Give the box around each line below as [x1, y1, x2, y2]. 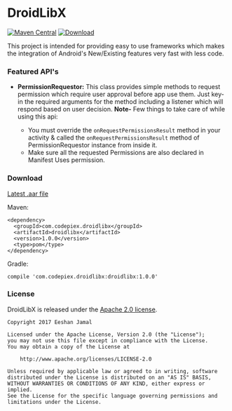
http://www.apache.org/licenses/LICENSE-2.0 [20, 356, 152, 363]
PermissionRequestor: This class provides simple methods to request [17, 83, 221, 91]
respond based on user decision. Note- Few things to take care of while [17, 105, 226, 114]
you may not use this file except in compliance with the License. [7, 337, 209, 344]
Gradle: [7, 260, 29, 268]
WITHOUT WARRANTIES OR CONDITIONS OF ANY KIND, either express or [7, 380, 205, 387]
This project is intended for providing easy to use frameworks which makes [7, 41, 225, 50]
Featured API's [7, 67, 59, 76]
